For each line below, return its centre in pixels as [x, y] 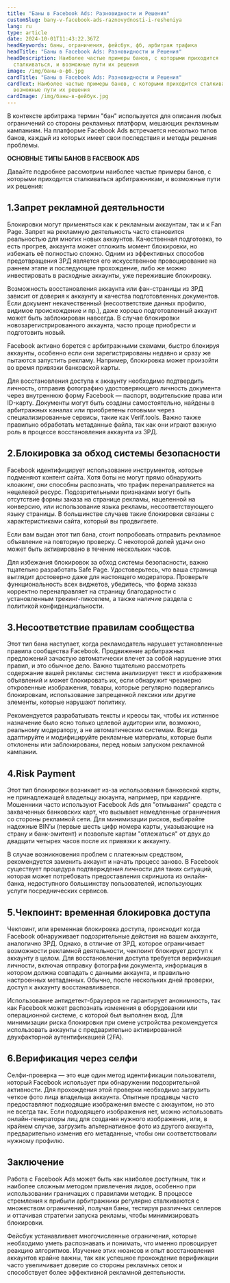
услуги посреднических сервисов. [58, 891]
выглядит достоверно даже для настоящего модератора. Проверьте [108, 576]
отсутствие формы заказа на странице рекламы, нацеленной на [101, 499]
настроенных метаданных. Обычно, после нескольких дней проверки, [111, 980]
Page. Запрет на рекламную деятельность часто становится [96, 231]
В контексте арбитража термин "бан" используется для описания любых [115, 116]
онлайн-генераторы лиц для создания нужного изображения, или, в [107, 1118]
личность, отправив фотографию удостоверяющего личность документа [114, 388]
